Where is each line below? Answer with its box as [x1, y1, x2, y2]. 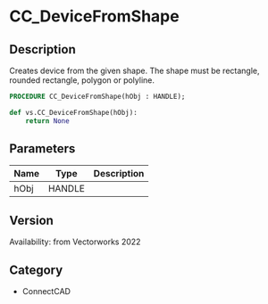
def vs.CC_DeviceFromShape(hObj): [9, 108, 138, 117]
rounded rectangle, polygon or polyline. [9, 75, 155, 86]
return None [25, 116, 70, 126]
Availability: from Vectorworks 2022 [9, 236, 141, 247]
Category [9, 262, 63, 277]
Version [9, 212, 54, 228]
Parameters [9, 141, 76, 157]
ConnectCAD [21, 286, 71, 297]
